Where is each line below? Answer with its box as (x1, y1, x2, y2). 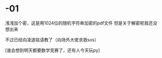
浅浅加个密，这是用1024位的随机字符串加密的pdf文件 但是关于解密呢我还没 (5, 20, 158, 26)
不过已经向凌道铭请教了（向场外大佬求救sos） (5, 37, 99, 43)
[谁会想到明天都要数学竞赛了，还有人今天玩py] (5, 47, 100, 53)
